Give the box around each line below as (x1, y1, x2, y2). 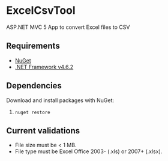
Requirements (6, 41, 60, 51)
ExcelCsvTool (6, 4, 76, 17)
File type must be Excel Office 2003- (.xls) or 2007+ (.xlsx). (14, 148, 163, 155)
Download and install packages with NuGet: (6, 97, 115, 104)
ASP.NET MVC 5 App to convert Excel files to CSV (6, 23, 130, 31)
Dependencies (6, 80, 62, 91)
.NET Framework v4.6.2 (14, 63, 74, 70)
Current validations (6, 126, 80, 136)
